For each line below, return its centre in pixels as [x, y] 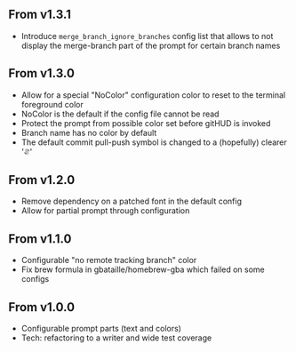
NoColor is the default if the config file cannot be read [120, 114]
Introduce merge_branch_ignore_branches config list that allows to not [147, 36]
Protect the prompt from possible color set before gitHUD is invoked [146, 123]
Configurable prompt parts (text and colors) [101, 329]
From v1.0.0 [42, 307]
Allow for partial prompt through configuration [105, 211]
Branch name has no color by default [89, 132]
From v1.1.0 [40, 239]
